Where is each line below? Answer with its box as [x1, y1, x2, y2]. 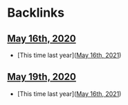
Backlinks [7, 5, 65, 21]
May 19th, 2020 [7, 71, 76, 83]
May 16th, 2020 [7, 33, 76, 45]
